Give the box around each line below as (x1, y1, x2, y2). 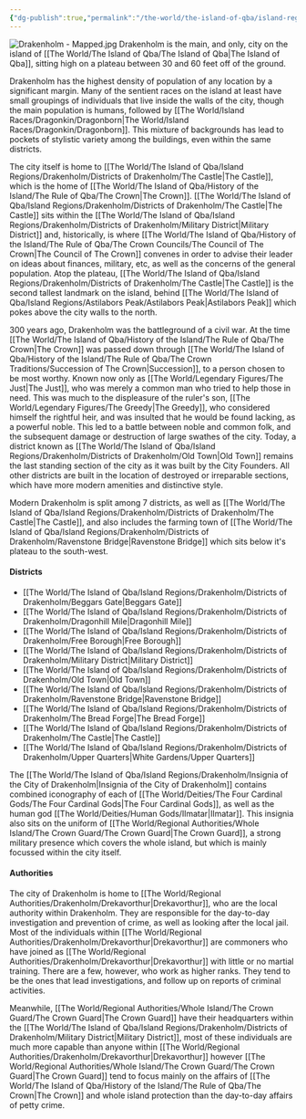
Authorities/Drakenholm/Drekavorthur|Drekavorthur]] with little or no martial (9, 956, 294, 967)
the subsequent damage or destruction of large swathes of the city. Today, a (9, 431, 297, 442)
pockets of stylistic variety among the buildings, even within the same (9, 133, 271, 144)
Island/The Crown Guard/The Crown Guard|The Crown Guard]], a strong (9, 827, 281, 838)
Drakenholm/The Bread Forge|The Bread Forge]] (22, 713, 206, 724)
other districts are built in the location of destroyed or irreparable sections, (9, 469, 290, 480)
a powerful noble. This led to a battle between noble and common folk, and (9, 421, 291, 432)
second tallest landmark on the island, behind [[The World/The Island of (9, 287, 280, 298)
